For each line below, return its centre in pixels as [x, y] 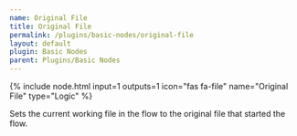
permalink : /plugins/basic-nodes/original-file [102, 35]
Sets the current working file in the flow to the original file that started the [148, 114]
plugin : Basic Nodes [49, 52]
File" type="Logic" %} [51, 96]
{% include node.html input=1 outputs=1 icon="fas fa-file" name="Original [149, 86]
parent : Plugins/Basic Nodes [65, 60]
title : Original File [51, 26]
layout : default [40, 43]
